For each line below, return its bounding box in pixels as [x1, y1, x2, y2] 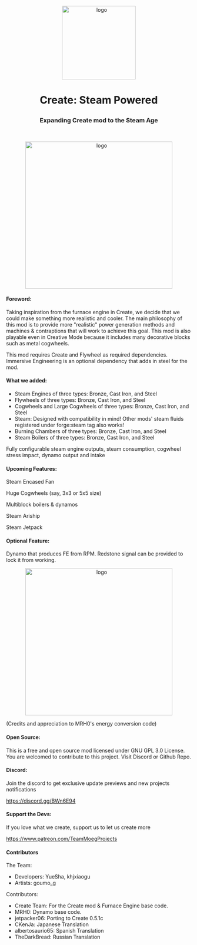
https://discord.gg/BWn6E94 [6, 797, 76, 804]
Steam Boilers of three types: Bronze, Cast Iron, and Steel [14, 434, 155, 441]
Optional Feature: [6, 537, 50, 544]
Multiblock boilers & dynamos [6, 501, 78, 508]
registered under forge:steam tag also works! [14, 421, 125, 428]
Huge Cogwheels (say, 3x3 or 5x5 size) [6, 490, 102, 497]
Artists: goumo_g [14, 880, 56, 887]
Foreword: [6, 295, 32, 302]
